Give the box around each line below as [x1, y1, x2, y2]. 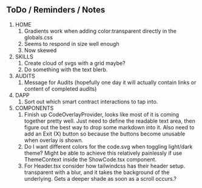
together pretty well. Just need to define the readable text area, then [24, 117, 195, 125]
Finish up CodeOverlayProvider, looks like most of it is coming [24, 111, 180, 118]
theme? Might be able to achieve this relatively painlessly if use [24, 149, 183, 157]
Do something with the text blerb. [24, 66, 108, 73]
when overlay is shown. [24, 136, 84, 144]
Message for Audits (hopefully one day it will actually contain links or [24, 79, 197, 86]
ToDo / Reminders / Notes [6, 5, 106, 15]
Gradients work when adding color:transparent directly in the [24, 27, 177, 34]
